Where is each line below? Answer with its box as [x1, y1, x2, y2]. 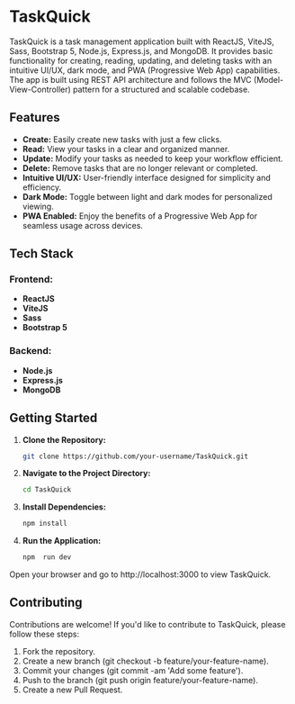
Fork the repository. [22, 645, 96, 656]
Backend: [9, 345, 52, 357]
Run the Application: [22, 536, 102, 546]
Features [9, 110, 60, 125]
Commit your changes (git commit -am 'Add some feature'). [22, 664, 244, 676]
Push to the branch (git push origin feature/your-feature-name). [22, 674, 259, 685]
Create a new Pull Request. [22, 684, 123, 695]
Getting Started [9, 411, 98, 426]
